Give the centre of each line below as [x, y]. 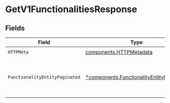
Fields [15, 28]
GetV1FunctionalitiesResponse [71, 9]
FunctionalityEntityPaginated [44, 77]
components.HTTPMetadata [119, 52]
